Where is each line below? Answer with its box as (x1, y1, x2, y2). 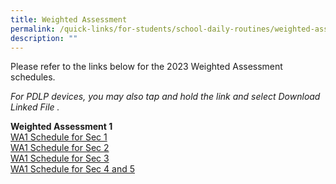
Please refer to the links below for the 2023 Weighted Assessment (10, 61, 283, 73)
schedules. (10, 71, 56, 83)
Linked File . (10, 101, 60, 113)
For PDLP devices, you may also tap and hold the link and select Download (10, 91, 321, 103)
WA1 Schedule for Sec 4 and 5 (10, 163, 135, 175)
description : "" (10, 33, 78, 43)
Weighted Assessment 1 (10, 121, 113, 133)
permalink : (10, 24, 56, 34)
